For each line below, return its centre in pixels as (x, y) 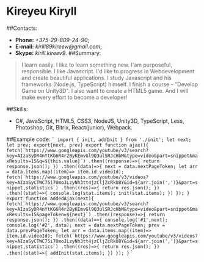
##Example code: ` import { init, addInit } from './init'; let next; (99, 139)
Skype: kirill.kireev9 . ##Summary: (58, 53)
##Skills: (17, 109)
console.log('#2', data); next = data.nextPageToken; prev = (86, 225)
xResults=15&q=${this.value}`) (46, 161)
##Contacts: (22, 28)
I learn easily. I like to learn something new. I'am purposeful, (97, 65)
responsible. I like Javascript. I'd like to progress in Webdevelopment (108, 71)
